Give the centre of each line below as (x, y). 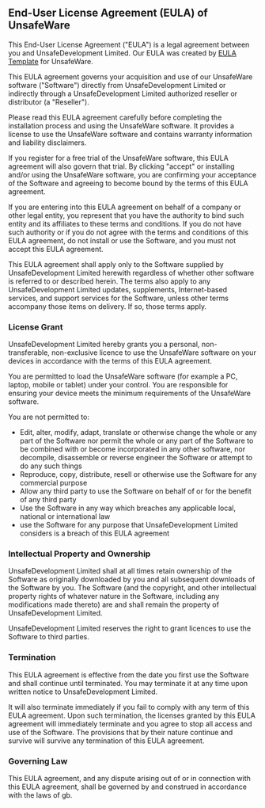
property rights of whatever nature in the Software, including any (114, 596)
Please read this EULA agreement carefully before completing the (115, 117)
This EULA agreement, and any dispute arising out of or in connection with (130, 778)
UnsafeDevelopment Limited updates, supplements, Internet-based (118, 289)
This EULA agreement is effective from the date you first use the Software (129, 675)
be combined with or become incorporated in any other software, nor (132, 449)
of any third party (48, 500)
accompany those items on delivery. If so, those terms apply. (108, 306)
